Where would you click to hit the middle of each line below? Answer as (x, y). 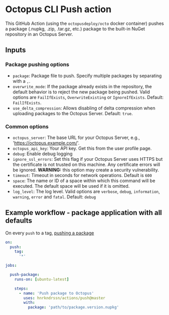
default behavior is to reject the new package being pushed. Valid (81, 92)
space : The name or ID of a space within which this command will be (84, 181)
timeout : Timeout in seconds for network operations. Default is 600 (82, 175)
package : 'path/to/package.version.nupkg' (73, 307)
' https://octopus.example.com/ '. (46, 143)
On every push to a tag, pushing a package (50, 233)
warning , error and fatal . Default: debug (54, 197)
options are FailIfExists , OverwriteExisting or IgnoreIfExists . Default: (88, 97)
